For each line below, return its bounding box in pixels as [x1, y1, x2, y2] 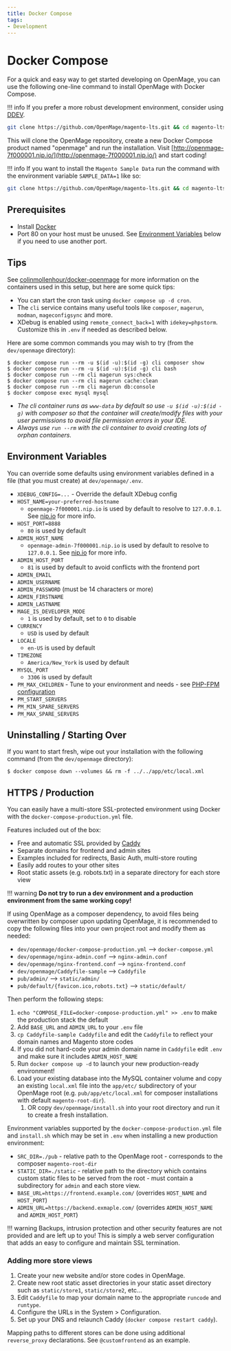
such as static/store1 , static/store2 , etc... [16, 1286, 142, 1295]
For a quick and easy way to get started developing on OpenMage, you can [7, 75, 221, 83]
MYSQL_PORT [16, 666, 49, 674]
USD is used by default [27, 628, 89, 637]
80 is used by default [27, 526, 87, 535]
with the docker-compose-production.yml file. [7, 812, 133, 821]
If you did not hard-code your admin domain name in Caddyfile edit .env [16, 1045, 223, 1053]
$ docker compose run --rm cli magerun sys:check [7, 371, 153, 378]
